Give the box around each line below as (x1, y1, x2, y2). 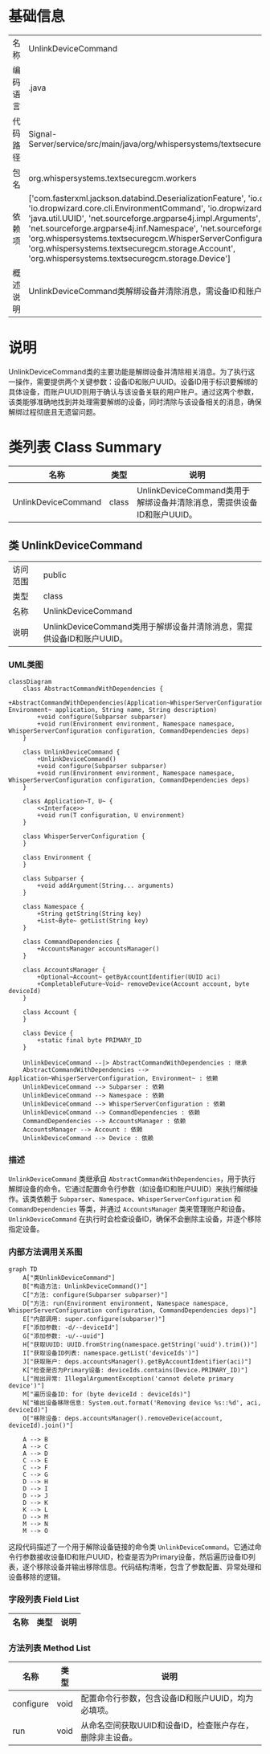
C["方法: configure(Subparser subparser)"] (22, 1290, 169, 1298)
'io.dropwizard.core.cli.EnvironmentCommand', (28, 202, 207, 214)
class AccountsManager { (22, 966, 106, 974)
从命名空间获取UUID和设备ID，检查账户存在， (80, 1720, 254, 1732)
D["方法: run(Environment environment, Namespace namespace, (22, 1299, 229, 1307)
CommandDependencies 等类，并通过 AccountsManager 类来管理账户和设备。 (8, 1204, 250, 1214)
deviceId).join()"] (8, 1421, 74, 1429)
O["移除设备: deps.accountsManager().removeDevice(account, (22, 1414, 223, 1422)
